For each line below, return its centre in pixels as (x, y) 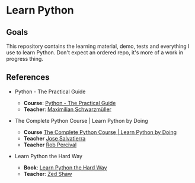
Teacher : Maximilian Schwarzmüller (67, 109)
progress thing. (25, 59)
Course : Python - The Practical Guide (70, 103)
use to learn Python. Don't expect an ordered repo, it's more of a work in (95, 53)
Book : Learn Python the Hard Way (65, 167)
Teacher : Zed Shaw (48, 174)
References (28, 77)
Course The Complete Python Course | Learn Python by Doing (100, 132)
